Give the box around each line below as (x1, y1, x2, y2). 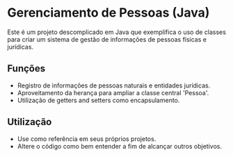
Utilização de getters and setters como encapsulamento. (17, 96, 180, 104)
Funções (7, 63, 46, 74)
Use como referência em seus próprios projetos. (17, 134, 156, 143)
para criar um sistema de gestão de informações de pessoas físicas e (7, 35, 207, 43)
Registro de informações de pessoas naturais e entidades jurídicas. (17, 81, 211, 90)
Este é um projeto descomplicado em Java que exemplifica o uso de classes (7, 28, 226, 36)
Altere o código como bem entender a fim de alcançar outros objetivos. (17, 142, 223, 150)
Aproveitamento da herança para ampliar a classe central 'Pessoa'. (17, 88, 209, 97)
